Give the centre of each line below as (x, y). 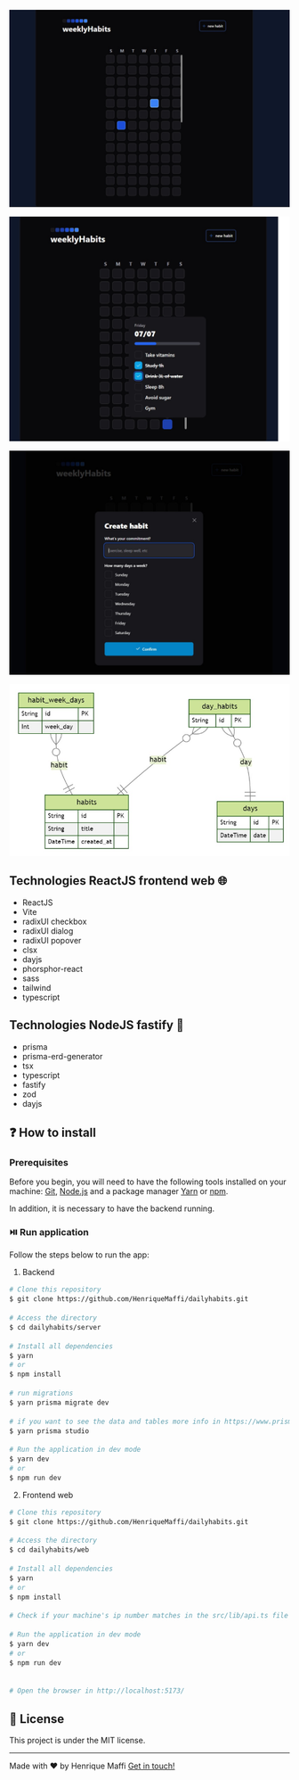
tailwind (36, 987)
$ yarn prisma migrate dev (59, 1402)
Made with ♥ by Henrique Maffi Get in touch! (92, 1766)
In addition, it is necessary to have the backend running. (112, 1208)
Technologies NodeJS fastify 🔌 (97, 1025)
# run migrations (41, 1393)
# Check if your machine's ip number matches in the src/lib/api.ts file (149, 1616)
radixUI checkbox (54, 921)
